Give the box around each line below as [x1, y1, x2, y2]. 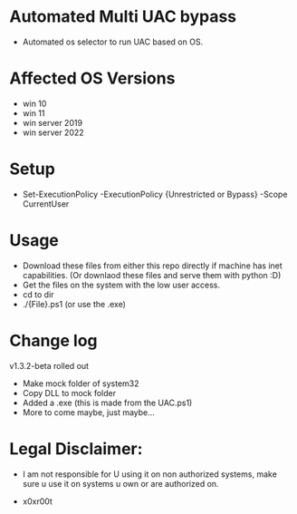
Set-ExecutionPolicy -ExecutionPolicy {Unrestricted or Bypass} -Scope [22, 189, 288, 199]
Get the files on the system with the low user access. [22, 279, 220, 290]
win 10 [22, 98, 47, 109]
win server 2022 [22, 127, 84, 138]
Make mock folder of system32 [22, 378, 139, 389]
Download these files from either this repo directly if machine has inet [22, 260, 283, 271]
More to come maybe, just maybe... [22, 406, 156, 418]
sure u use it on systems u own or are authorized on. [22, 478, 219, 489]
